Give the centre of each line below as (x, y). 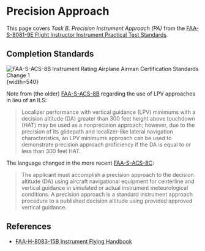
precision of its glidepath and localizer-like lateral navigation (97, 131)
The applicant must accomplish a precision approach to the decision (108, 174)
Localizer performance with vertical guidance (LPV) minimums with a (108, 112)
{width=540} (22, 81)
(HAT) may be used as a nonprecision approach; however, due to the (108, 125)
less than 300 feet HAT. (51, 151)
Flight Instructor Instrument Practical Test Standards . (101, 34)
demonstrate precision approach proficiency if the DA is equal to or (106, 144)
